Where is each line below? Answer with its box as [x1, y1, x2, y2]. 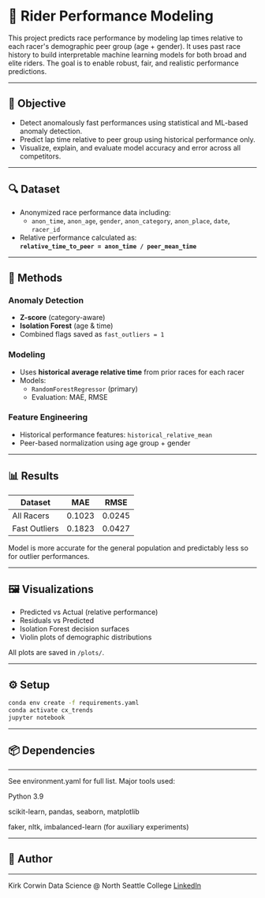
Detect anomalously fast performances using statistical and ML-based [19, 117, 248, 127]
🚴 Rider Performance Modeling [8, 7, 215, 25]
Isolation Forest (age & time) [19, 321, 114, 330]
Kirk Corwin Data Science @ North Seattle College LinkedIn [8, 881, 201, 890]
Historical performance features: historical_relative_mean [19, 430, 213, 439]
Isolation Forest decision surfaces [19, 624, 130, 634]
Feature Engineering [8, 412, 88, 423]
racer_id [31, 225, 61, 233]
